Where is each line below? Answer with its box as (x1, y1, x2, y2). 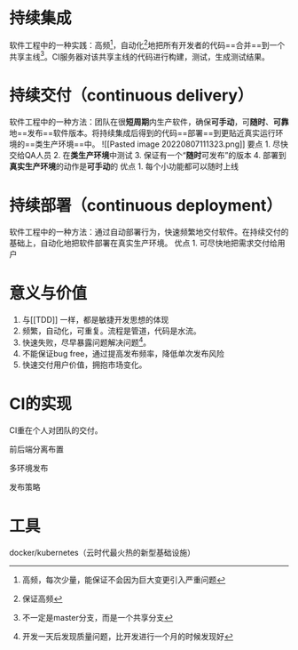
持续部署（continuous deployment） (9, 196, 282, 216)
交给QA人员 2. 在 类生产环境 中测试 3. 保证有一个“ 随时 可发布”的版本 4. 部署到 (9, 150, 286, 161)
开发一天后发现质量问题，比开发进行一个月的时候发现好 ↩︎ (21, 630, 233, 641)
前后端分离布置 (9, 444, 64, 454)
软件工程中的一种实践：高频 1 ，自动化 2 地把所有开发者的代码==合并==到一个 (9, 37, 286, 50)
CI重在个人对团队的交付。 (9, 424, 103, 436)
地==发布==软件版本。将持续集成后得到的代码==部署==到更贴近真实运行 (9, 128, 277, 139)
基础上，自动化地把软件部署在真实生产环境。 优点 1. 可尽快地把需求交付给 (9, 237, 278, 249)
